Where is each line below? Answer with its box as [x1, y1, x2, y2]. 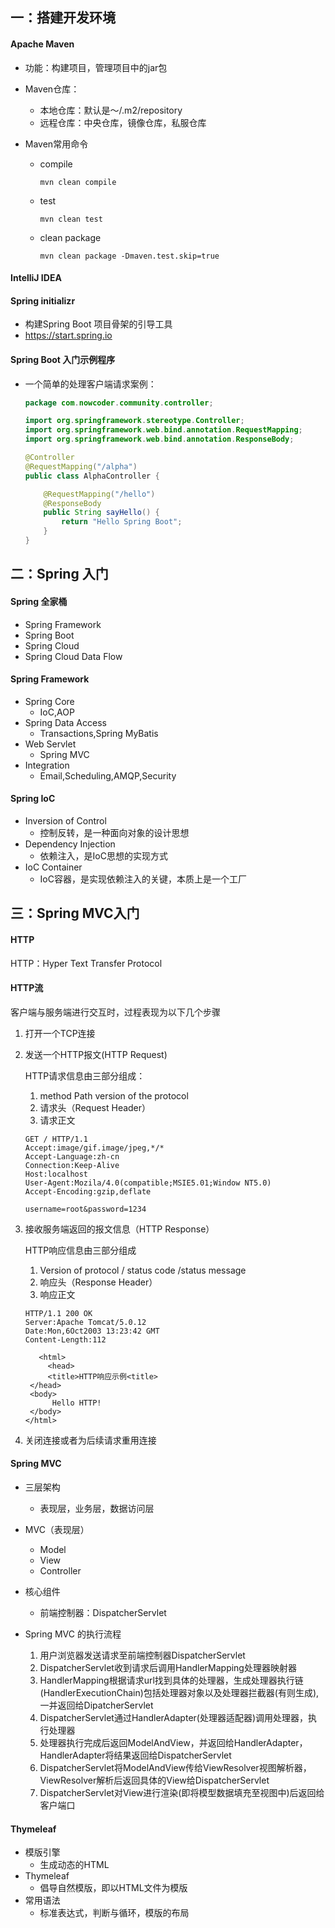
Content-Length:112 [24, 1334, 107, 1345]
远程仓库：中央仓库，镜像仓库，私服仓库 [39, 116, 207, 128]
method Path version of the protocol [39, 1089, 189, 1102]
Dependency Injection [24, 838, 116, 850]
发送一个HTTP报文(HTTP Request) [24, 1048, 168, 1060]
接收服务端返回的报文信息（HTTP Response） [24, 1223, 215, 1235]
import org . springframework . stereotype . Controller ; [24, 416, 245, 426]
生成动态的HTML [39, 1859, 110, 1871]
